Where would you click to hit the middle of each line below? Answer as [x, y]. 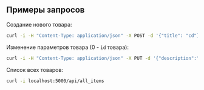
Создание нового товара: [39, 24]
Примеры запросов [46, 10]
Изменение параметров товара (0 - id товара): [68, 47]
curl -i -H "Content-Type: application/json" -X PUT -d [78, 58]
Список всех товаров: [35, 69]
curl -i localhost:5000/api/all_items [55, 81]
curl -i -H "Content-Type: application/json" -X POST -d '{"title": [95, 36]
